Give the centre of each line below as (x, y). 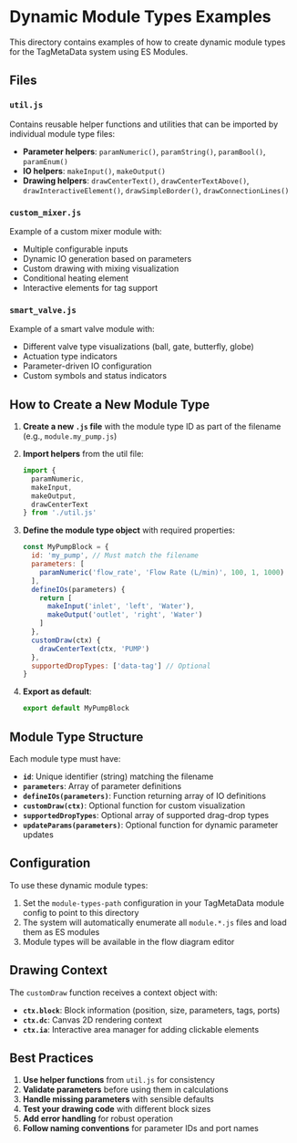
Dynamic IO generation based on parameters (107, 258)
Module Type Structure (77, 737)
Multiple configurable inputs (75, 249)
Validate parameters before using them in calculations (126, 1090)
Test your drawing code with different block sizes (117, 1109)
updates (38, 834)
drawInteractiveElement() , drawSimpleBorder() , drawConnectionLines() (156, 190)
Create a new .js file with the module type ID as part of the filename (152, 427)
